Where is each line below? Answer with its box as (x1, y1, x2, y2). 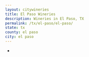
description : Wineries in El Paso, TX (5, 16, 84, 21)
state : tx (5, 25, 25, 30)
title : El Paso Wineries (5, 12, 56, 17)
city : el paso (5, 35, 34, 39)
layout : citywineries (5, 7, 49, 12)
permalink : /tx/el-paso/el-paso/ (5, 20, 73, 26)
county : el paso (5, 30, 38, 35)
